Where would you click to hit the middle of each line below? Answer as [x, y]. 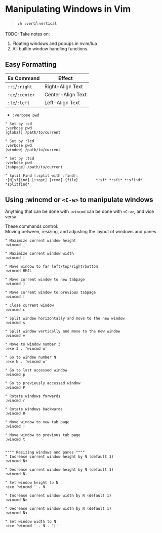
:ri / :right [20, 86]
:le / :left [19, 103]
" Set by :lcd [20, 141]
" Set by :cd [19, 124]
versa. [12, 217]
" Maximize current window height [41, 241]
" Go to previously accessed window [43, 383]
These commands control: [32, 226]
